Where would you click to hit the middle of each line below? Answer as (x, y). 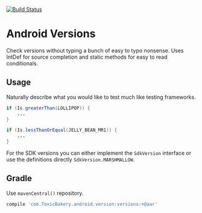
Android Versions (51, 34)
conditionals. (22, 63)
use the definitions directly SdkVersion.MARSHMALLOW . (71, 159)
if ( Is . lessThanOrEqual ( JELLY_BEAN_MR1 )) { (62, 130)
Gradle (19, 179)
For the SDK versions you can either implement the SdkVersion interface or (99, 153)
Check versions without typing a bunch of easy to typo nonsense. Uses (95, 50)
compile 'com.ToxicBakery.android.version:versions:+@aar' (82, 204)
